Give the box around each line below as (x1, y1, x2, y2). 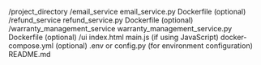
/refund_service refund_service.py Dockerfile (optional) (8, 15, 194, 25)
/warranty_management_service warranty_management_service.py (8, 24, 233, 33)
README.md (8, 50, 51, 59)
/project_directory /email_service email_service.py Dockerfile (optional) (8, 7, 246, 16)
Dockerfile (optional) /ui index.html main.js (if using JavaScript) (8, 32, 219, 42)
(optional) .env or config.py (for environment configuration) (55, 41, 254, 51)
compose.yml (8, 41, 54, 51)
